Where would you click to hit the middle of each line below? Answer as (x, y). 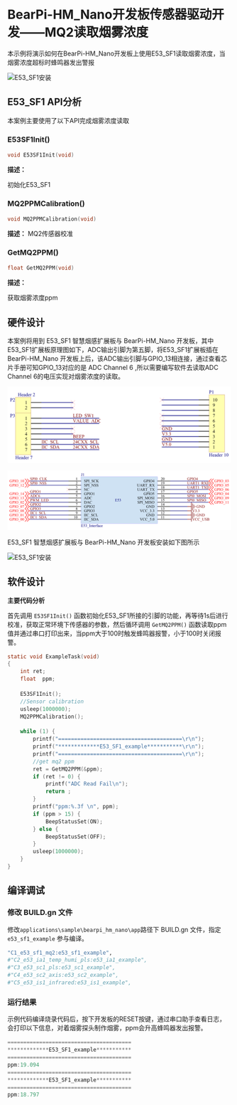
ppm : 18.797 (23, 1095)
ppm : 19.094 (23, 1064)
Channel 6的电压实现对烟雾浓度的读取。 (66, 376)
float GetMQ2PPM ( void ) (41, 268)
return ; (58, 792)
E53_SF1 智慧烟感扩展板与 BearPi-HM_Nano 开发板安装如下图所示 (104, 542)
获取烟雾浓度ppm (33, 298)
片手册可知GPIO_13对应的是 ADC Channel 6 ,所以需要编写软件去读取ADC (113, 368)
